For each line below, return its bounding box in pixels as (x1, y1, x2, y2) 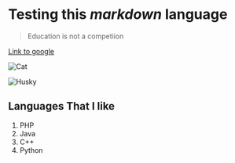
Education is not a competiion (27, 31, 124, 41)
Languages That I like (8, 100, 116, 113)
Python (19, 145, 43, 154)
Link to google (8, 46, 55, 56)
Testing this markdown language (8, 5, 228, 24)
